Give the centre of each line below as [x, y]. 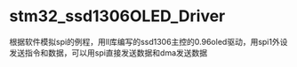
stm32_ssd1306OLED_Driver [117, 16]
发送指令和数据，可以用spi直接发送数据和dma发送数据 [108, 52]
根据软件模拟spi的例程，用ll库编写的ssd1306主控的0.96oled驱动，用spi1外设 [148, 41]
